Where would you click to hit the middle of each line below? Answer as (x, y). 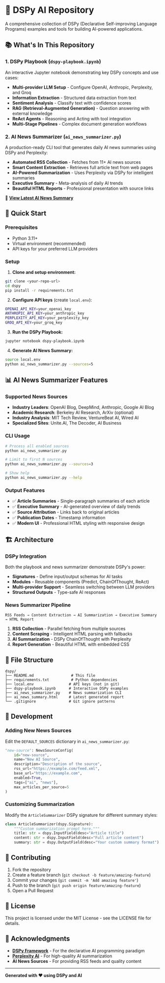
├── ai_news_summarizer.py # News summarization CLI (63, 692)
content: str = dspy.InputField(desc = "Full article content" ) (79, 838)
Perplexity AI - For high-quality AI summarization (62, 956)
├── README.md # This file (50, 675)
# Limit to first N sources (34, 460)
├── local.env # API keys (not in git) (62, 684)
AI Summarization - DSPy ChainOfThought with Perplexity (72, 639)
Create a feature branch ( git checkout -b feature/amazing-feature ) (82, 874)
